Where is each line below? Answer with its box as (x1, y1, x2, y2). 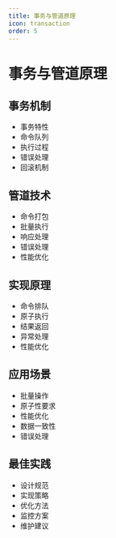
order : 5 (8, 27, 38, 35)
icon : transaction (8, 19, 70, 28)
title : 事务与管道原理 (8, 11, 77, 20)
